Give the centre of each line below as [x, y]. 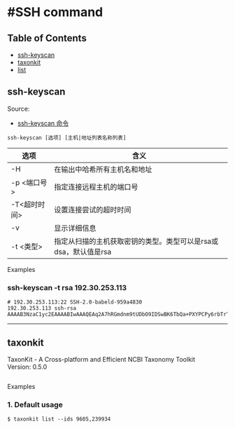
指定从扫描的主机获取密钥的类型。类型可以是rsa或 [136, 241]
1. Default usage [35, 404]
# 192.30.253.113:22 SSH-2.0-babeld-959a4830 [74, 302]
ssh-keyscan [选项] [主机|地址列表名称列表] [67, 137]
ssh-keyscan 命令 [43, 123]
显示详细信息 [75, 228]
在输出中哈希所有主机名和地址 [103, 169]
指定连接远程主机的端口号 [96, 186]
